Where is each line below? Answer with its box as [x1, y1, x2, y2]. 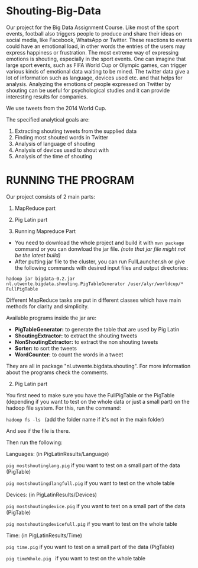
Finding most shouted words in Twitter [14, 133, 109, 141]
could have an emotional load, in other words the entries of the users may [6, 43, 186, 50]
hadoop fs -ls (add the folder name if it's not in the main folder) [6, 416, 164, 423]
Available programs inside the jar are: [6, 314, 97, 321]
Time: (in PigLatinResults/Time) [6, 532, 83, 539]
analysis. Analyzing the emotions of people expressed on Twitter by [6, 80, 171, 87]
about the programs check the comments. [6, 369, 109, 376]
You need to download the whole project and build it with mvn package [14, 239, 184, 246]
